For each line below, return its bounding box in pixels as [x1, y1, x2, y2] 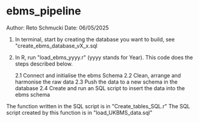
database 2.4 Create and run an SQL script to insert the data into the [14, 84, 185, 91]
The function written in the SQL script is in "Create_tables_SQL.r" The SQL [6, 102, 191, 109]
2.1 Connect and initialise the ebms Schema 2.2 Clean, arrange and [14, 72, 182, 79]
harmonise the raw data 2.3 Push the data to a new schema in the [14, 78, 178, 85]
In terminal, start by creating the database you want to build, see [14, 35, 175, 43]
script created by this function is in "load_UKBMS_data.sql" [6, 109, 153, 116]
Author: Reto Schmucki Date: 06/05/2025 [6, 24, 109, 31]
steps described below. [14, 60, 73, 67]
